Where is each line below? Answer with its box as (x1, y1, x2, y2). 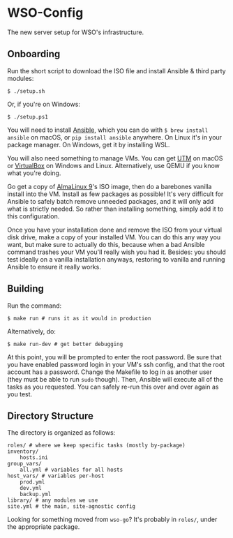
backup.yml (20, 491, 52, 498)
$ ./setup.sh (7, 87, 45, 95)
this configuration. (7, 211, 60, 221)
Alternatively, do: (7, 327, 56, 336)
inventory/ (7, 448, 39, 455)
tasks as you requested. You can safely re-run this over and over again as (7, 382, 219, 391)
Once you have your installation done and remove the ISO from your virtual (7, 225, 222, 234)
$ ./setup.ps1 (7, 113, 49, 120)
